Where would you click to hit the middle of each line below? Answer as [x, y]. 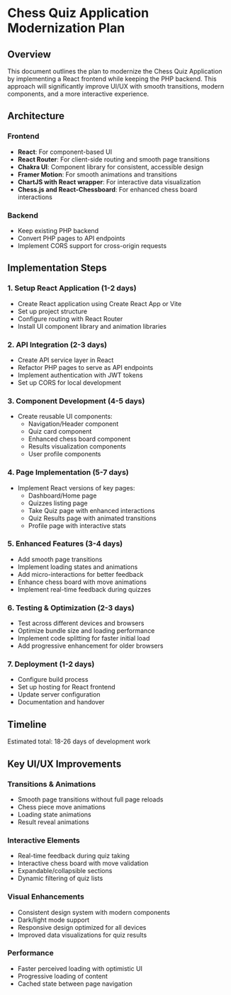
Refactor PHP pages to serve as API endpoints [85, 367]
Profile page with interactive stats [77, 525]
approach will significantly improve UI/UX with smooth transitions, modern [116, 86]
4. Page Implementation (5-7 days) [68, 473]
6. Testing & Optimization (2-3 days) [71, 607]
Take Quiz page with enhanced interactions [91, 510]
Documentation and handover [61, 702]
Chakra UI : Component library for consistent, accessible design [111, 167]
